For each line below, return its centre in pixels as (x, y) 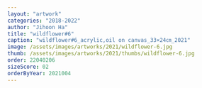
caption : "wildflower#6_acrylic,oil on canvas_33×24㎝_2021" (99, 40)
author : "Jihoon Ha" (38, 27)
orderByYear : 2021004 (39, 73)
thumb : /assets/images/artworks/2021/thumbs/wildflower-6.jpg (101, 54)
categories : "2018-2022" (44, 21)
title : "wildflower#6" (41, 34)
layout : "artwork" (34, 14)
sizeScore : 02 (28, 67)
